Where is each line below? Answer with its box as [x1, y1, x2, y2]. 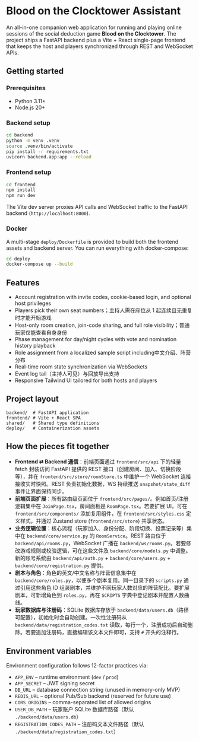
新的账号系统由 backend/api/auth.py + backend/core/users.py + [14, 554, 171, 561]
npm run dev [6, 193, 36, 199]
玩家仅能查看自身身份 [14, 329, 67, 336]
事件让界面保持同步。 [14, 488, 67, 495]
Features [6, 278, 40, 288]
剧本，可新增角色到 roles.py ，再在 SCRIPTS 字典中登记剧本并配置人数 [14, 591, 185, 599]
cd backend [6, 132, 33, 138]
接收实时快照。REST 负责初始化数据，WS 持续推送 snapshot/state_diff [14, 480, 191, 487]
